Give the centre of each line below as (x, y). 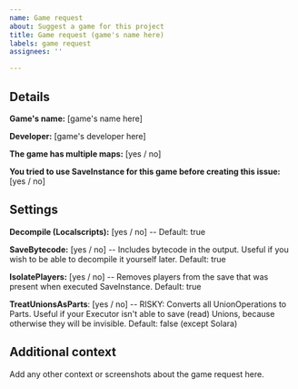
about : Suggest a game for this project (87, 26)
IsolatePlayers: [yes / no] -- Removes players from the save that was (139, 276)
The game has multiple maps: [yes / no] (85, 154)
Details (30, 97)
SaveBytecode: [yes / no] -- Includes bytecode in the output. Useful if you (149, 249)
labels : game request (50, 43)
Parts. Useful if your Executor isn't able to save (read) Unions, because (142, 313)
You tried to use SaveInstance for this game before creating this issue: (145, 171)
